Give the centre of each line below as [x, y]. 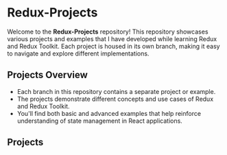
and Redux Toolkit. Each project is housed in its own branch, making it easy [114, 46]
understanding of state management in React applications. [100, 121]
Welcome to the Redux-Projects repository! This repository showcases [108, 32]
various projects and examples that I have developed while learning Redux [112, 38]
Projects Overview [47, 75]
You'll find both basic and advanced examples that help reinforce [109, 113]
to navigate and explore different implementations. [78, 53]
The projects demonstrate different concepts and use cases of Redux [115, 99]
